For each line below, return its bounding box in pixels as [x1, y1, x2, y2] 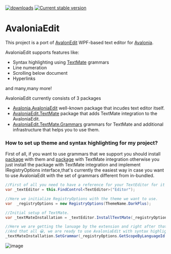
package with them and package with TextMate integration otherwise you [5, 156, 160, 162]
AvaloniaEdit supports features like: [5, 49, 79, 55]
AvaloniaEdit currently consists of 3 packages [5, 95, 101, 101]
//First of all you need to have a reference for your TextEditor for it [5, 182, 165, 188]
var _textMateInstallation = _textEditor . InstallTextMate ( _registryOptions [5, 215, 169, 220]
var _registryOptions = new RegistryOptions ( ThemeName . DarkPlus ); [5, 201, 152, 206]
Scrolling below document [12, 70, 68, 76]
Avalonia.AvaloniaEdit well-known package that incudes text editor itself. [12, 105, 165, 111]
